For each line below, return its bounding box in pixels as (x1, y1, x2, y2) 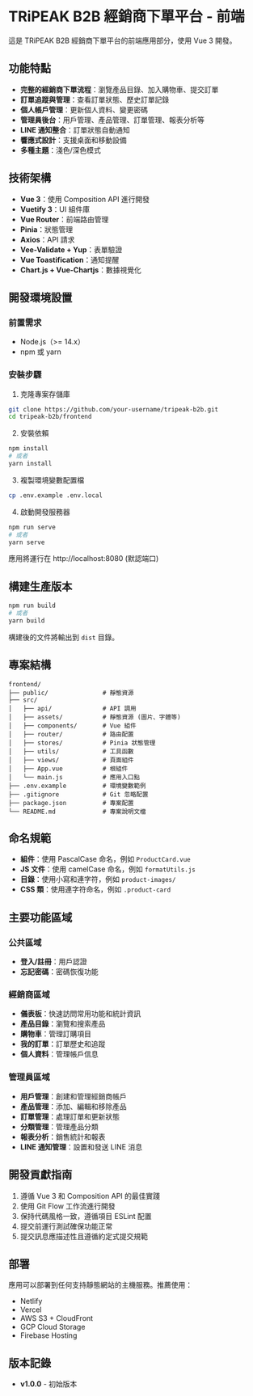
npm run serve (8, 523, 57, 531)
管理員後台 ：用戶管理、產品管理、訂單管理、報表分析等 (19, 115, 205, 124)
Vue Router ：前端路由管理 (19, 214, 109, 224)
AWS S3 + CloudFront (19, 1314, 94, 1323)
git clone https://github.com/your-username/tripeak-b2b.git (8, 405, 219, 413)
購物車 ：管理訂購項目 (19, 1029, 91, 1039)
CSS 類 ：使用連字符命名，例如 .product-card (19, 884, 171, 894)
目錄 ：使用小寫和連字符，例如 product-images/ (19, 875, 176, 884)
